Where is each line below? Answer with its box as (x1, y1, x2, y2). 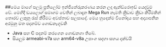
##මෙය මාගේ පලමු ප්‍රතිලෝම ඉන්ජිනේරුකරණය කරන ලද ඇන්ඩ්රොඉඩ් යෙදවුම (5, 4, 153, 10)
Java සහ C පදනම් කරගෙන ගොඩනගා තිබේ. (12, 30, 96, 36)
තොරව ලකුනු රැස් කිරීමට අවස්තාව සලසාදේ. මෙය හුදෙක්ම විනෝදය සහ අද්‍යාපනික (5, 15, 159, 21)
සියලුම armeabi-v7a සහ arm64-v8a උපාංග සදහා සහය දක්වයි (12, 36, 132, 41)
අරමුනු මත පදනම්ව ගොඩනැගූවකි (5, 20, 68, 26)
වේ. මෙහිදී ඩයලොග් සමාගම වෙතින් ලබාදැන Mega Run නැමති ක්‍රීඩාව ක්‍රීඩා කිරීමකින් (5, 10, 161, 15)
